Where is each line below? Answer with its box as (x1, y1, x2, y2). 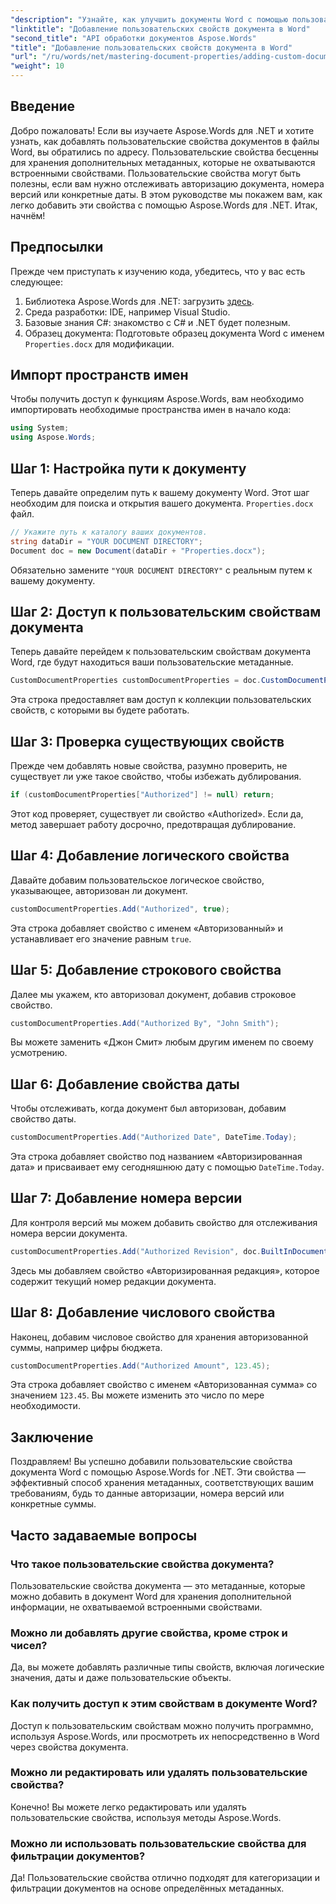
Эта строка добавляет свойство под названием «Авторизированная (10, 1151, 303, 1163)
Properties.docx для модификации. (24, 337, 175, 350)
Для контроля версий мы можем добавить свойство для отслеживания (10, 1216, 318, 1228)
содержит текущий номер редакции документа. (10, 1275, 217, 1287)
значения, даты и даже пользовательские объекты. (10, 1672, 232, 1684)
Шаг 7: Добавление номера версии (10, 1190, 243, 1207)
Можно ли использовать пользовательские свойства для (10, 1836, 307, 1850)
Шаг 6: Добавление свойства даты (10, 1076, 240, 1093)
